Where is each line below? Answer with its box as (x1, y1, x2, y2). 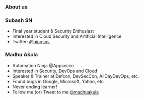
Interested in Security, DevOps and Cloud (12, 68, 98, 74)
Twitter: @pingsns (12, 39, 50, 45)
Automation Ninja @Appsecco (12, 62, 74, 68)
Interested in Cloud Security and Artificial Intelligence (12, 33, 122, 39)
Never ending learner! (12, 84, 58, 90)
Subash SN (5, 16, 33, 23)
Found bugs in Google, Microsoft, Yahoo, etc (12, 78, 104, 84)
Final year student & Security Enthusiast (12, 28, 94, 34)
